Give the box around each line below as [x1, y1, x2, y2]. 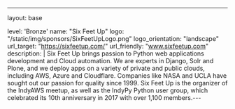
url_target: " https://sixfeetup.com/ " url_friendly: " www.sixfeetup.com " [7, 42, 209, 50]
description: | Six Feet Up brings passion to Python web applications [7, 49, 204, 58]
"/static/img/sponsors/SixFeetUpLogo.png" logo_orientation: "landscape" [7, 35, 219, 42]
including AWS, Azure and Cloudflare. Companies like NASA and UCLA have [7, 72, 227, 80]
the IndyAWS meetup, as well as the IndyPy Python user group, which [7, 86, 208, 94]
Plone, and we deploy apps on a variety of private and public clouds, [7, 64, 205, 72]
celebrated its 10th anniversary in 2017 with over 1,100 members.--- [7, 94, 201, 101]
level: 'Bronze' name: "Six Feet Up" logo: [7, 27, 124, 35]
